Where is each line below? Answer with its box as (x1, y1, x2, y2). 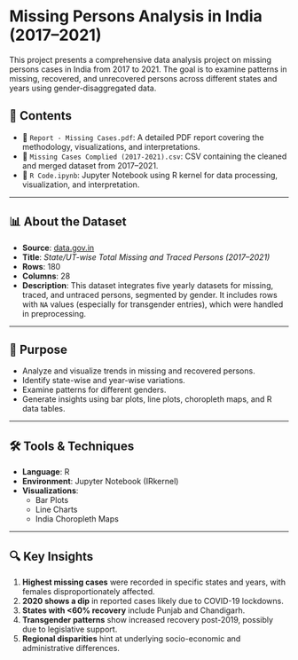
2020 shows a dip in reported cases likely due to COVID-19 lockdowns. (21, 596, 284, 606)
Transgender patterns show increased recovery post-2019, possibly (21, 615, 273, 625)
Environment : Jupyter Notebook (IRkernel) (21, 476, 179, 487)
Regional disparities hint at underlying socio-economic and (21, 633, 241, 644)
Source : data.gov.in (21, 242, 95, 253)
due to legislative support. (21, 624, 118, 634)
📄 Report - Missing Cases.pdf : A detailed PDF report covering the (21, 131, 264, 143)
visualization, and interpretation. (21, 179, 140, 190)
